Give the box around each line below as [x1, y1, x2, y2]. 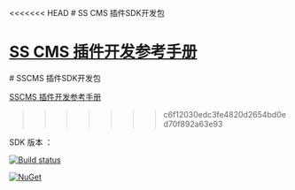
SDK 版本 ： [9, 136, 53, 148]
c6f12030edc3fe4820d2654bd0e [163, 109, 286, 119]
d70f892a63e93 [163, 118, 223, 129]
